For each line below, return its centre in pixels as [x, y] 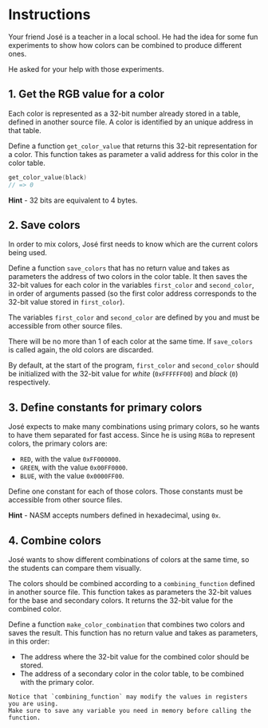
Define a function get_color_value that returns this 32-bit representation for [133, 146]
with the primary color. [57, 682]
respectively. [29, 382]
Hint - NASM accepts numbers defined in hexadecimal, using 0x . [115, 515]
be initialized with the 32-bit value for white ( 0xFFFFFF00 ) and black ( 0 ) [123, 374]
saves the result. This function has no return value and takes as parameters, [133, 632]
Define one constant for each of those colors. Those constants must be [126, 491]
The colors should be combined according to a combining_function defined [132, 583]
